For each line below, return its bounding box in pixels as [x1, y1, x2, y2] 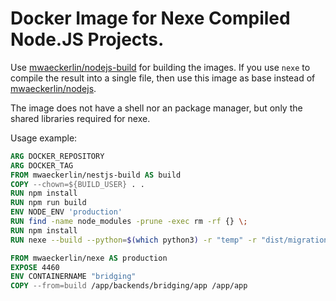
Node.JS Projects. [10, 28, 165, 51]
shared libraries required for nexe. [10, 112, 151, 124]
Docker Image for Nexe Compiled [10, 7, 291, 30]
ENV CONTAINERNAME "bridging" [10, 272, 137, 282]
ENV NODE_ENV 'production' [10, 207, 123, 217]
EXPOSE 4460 [10, 262, 60, 272]
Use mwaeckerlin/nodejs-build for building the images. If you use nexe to [10, 61, 311, 73]
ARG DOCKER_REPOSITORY [10, 151, 105, 161]
